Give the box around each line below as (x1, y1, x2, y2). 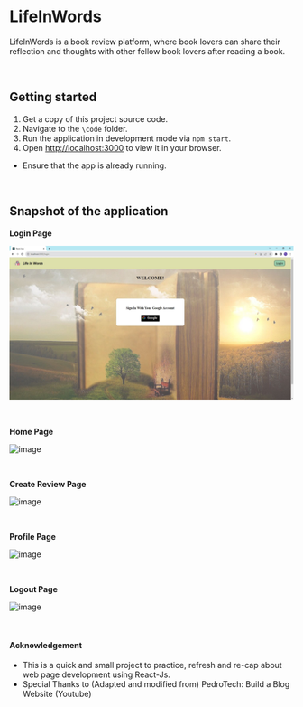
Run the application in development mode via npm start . (22, 133, 232, 144)
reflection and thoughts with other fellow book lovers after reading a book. (9, 45, 286, 56)
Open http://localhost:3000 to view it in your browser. (22, 142, 223, 153)
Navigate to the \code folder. (22, 123, 128, 134)
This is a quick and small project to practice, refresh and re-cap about (22, 660, 282, 671)
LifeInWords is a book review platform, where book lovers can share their (9, 36, 281, 47)
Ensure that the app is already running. (22, 160, 167, 171)
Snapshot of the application (9, 203, 169, 219)
